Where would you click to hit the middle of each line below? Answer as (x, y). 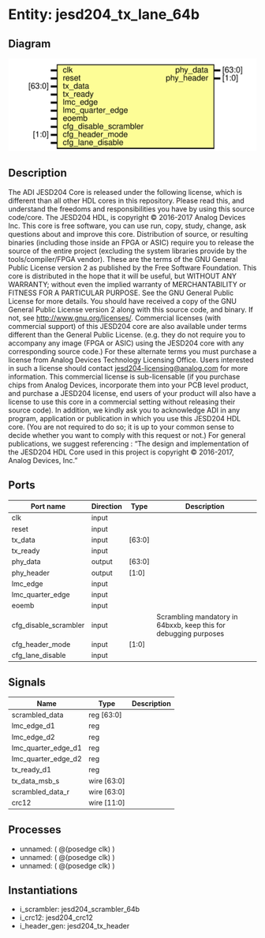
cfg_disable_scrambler (48, 625)
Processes (35, 830)
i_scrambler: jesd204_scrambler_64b (80, 910)
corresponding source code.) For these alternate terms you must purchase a (132, 351)
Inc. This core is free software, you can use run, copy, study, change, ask (127, 226)
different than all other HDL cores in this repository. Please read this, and (126, 200)
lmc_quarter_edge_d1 (47, 748)
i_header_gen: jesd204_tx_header (75, 926)
